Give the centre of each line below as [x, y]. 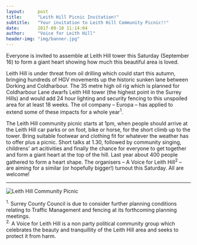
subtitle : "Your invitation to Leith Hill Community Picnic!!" [87, 22]
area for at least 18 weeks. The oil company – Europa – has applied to [89, 105]
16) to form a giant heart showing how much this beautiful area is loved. [92, 62]
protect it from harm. [31, 236]
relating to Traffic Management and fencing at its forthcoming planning [91, 210]
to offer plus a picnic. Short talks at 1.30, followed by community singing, [94, 142]
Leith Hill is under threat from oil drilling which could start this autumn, [91, 73]
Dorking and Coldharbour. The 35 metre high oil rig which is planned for [93, 86]
